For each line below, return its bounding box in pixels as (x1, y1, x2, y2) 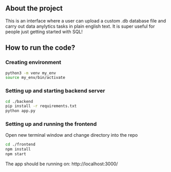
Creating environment (5, 59, 62, 66)
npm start (5, 152, 27, 157)
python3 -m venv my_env (5, 70, 56, 76)
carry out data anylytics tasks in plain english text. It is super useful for (5, 23, 155, 29)
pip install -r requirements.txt (5, 103, 77, 109)
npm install (5, 147, 31, 152)
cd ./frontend (5, 142, 36, 147)
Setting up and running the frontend (5, 120, 97, 127)
